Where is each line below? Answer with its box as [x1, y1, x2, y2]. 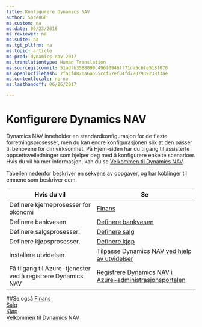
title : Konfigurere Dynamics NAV [6, 8, 90, 15]
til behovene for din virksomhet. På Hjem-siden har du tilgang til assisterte [6, 145, 190, 152]
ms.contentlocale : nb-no [6, 76, 69, 82]
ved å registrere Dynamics [9, 272, 84, 280]
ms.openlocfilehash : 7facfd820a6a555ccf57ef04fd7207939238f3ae [6, 70, 168, 76]
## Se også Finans [6, 295, 51, 302]
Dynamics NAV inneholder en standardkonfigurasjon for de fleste [6, 132, 168, 139]
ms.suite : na [6, 37, 39, 43]
